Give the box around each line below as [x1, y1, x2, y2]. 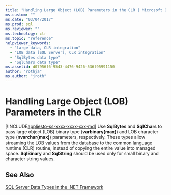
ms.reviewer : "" [5, 26, 40, 32]
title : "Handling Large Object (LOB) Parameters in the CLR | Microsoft [5, 7, 163, 13]
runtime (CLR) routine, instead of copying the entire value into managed [5, 145, 156, 151]
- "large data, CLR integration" [10, 45, 81, 50]
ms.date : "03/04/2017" [5, 17, 53, 22]
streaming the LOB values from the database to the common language [5, 140, 153, 146]
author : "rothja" [5, 69, 42, 74]
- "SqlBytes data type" [10, 54, 60, 60]
